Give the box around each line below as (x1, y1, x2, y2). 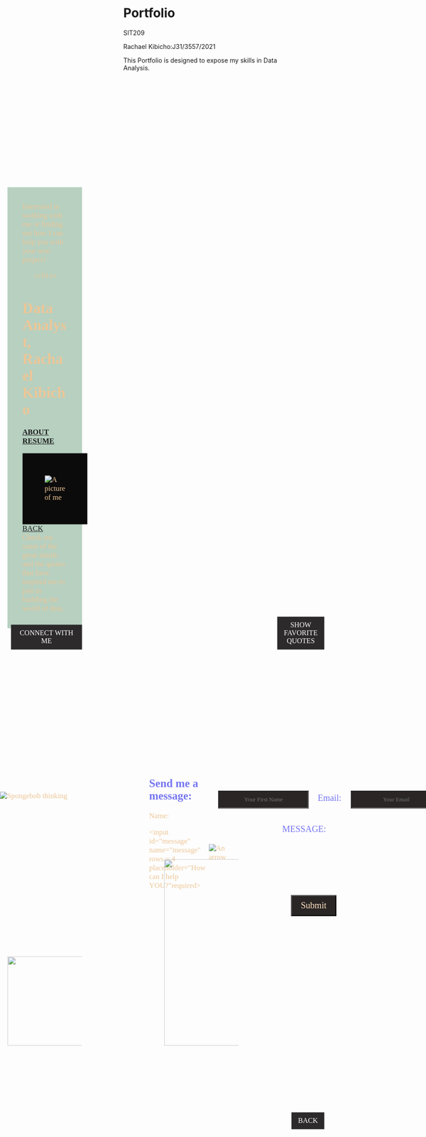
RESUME (22, 436, 55, 446)
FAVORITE (283, 628, 318, 637)
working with (22, 211, 63, 220)
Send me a (148, 777, 199, 790)
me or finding (22, 220, 63, 229)
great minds (22, 551, 58, 560)
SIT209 (123, 28, 145, 37)
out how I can (22, 229, 64, 238)
